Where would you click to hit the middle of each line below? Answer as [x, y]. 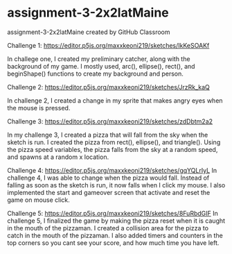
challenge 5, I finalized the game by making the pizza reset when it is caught [116, 221]
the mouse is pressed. [39, 108]
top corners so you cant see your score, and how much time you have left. [113, 243]
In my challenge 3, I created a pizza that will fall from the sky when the [108, 135]
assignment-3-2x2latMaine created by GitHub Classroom [89, 32]
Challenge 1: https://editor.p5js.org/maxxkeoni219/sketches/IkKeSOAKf [108, 45]
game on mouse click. [39, 200]
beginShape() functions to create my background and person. [95, 74]
